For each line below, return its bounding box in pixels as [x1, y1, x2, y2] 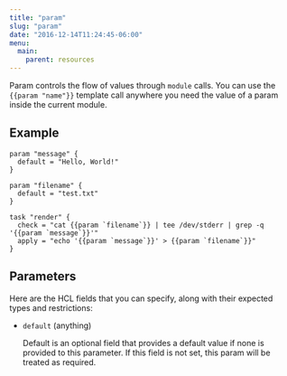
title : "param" [9, 13, 67, 23]
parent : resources [25, 55, 95, 64]
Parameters [9, 268, 77, 285]
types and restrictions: [9, 302, 93, 313]
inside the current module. [9, 99, 107, 109]
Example [9, 126, 60, 141]
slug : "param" [9, 22, 63, 31]
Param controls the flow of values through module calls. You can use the [9, 80, 276, 90]
